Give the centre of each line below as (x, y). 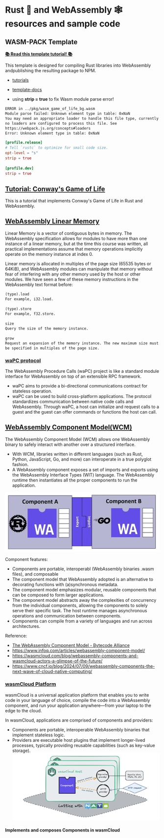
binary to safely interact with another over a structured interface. (70, 444)
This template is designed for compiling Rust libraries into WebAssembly (78, 65)
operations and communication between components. (67, 616)
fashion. (20, 464)
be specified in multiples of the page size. (52, 348)
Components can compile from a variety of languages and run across (82, 621)
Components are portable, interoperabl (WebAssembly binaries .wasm (83, 569)
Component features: (26, 559)
